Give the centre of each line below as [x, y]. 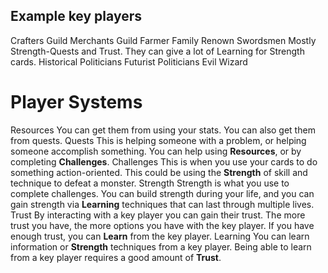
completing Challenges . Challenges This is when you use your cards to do [164, 161]
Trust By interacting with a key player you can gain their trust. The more [158, 215]
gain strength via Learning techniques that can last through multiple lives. [162, 204]
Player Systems [76, 102]
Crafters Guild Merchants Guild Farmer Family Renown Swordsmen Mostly [163, 40]
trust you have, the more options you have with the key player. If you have [162, 225]
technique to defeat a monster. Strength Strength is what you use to [150, 183]
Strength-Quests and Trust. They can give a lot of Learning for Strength [157, 51]
